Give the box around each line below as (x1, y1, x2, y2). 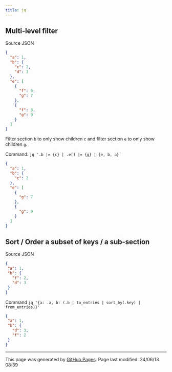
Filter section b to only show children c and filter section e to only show (5, 136, 155, 142)
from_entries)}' (5, 304, 40, 310)
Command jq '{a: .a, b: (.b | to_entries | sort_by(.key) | (5, 299, 141, 305)
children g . (5, 141, 28, 147)
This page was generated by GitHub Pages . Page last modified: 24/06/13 (5, 356, 159, 362)
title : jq (5, 7, 27, 13)
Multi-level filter (5, 27, 58, 35)
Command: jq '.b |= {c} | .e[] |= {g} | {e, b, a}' (5, 151, 122, 157)
